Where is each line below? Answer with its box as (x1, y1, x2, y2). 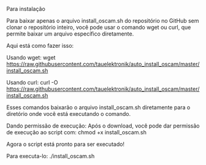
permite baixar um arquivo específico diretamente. (6, 30, 134, 37)
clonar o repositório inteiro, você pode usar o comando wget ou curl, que (6, 24, 191, 31)
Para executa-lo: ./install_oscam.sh (6, 153, 95, 159)
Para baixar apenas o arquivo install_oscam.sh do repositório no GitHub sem (6, 17, 199, 24)
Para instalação (6, 6, 46, 12)
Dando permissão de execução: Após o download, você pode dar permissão (6, 122, 200, 129)
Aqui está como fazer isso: (6, 42, 74, 49)
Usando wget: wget (6, 54, 56, 61)
